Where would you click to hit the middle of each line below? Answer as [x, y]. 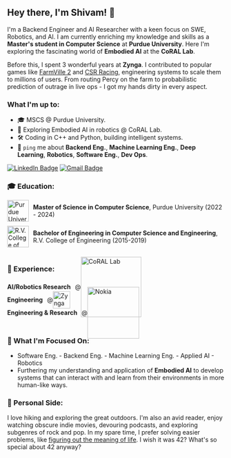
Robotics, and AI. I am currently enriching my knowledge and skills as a [108, 37]
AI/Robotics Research [39, 287]
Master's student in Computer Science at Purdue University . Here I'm [109, 44]
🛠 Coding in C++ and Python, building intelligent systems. [100, 138]
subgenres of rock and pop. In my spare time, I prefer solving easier [104, 433]
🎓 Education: [31, 187]
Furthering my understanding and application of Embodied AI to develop [120, 370]
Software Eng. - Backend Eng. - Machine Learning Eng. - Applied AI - [115, 356]
